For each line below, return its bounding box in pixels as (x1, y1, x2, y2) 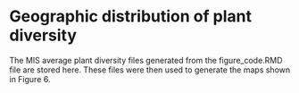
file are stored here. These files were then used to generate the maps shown (9, 64, 291, 75)
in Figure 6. (9, 73, 51, 84)
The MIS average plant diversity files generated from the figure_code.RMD (9, 55, 283, 65)
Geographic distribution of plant (9, 6, 253, 27)
